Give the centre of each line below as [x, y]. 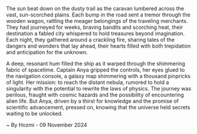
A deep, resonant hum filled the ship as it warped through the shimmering [96, 63]
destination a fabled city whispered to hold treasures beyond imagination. [95, 33]
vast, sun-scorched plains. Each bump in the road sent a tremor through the [98, 15]
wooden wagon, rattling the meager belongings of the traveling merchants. [97, 21]
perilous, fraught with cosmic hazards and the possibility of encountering [95, 95]
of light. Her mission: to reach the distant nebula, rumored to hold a [88, 82]
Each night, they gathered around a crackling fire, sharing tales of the [91, 40]
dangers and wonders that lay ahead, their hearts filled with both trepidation [98, 46]
